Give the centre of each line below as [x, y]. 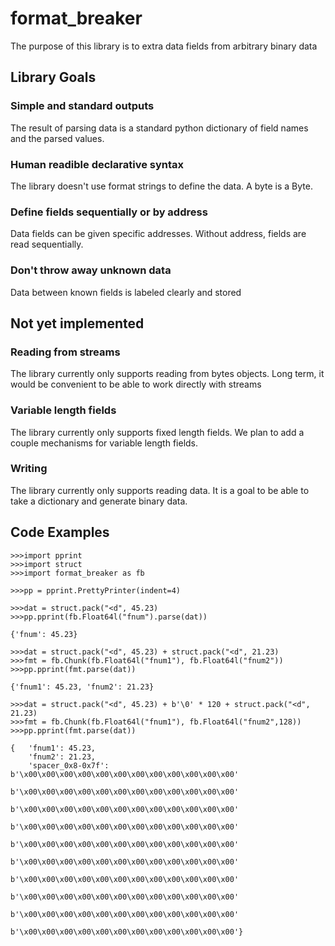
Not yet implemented [77, 323]
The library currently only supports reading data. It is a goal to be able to [160, 490]
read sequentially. [47, 244]
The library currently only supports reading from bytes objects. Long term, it [167, 374]
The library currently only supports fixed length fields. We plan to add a [157, 432]
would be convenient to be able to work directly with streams [136, 384]
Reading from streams [65, 352]
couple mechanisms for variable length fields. [104, 443]
